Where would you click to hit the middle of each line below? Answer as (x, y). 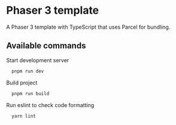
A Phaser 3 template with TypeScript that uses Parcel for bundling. (88, 27)
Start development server (38, 60)
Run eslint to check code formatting (50, 105)
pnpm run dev (28, 71)
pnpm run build (31, 93)
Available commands (46, 46)
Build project (22, 83)
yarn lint (24, 116)
